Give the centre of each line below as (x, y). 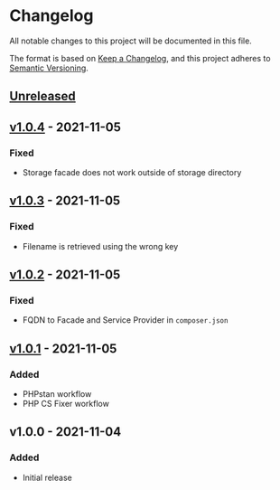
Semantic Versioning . (49, 68)
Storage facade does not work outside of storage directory (132, 173)
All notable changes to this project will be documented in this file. (131, 41)
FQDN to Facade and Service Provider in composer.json (125, 320)
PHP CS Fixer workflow (66, 404)
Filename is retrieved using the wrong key (100, 246)
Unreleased (43, 96)
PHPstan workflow (57, 394)
